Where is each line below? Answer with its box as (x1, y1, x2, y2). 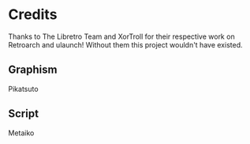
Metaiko (8, 128, 35, 138)
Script (8, 107, 39, 120)
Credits (8, 6, 58, 24)
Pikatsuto (8, 84, 39, 93)
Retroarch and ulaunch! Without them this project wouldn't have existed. (8, 40, 243, 49)
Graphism (8, 63, 58, 77)
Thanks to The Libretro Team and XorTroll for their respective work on (8, 32, 235, 41)
